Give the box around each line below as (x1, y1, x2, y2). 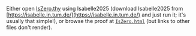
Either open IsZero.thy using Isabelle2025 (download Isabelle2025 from (6, 5, 183, 12)
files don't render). (6, 24, 53, 31)
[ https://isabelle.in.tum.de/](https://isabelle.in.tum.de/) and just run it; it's (6, 11, 186, 18)
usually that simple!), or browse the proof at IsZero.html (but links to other (6, 18, 190, 24)
